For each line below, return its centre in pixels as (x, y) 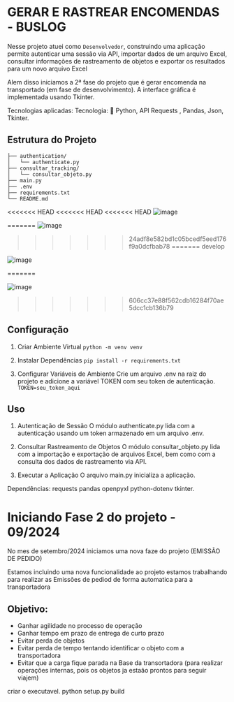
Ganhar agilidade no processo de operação (80, 626)
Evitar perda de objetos (51, 641)
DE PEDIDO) (25, 559)
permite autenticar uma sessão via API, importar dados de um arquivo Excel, (117, 54)
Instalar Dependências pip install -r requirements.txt (99, 360)
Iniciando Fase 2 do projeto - (92, 517)
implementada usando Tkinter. (51, 97)
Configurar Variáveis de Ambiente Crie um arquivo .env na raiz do (112, 374)
